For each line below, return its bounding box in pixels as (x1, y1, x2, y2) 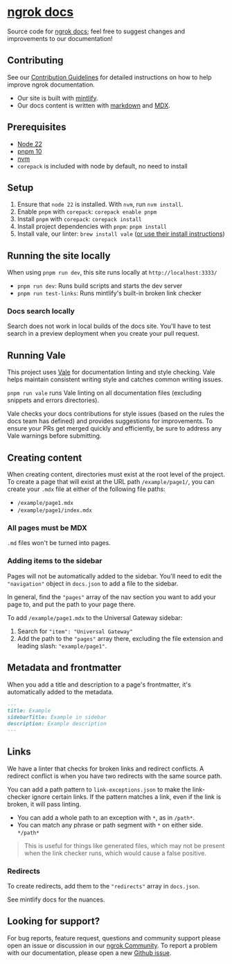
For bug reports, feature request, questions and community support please (7, 933, 221, 942)
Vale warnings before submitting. (7, 431, 102, 440)
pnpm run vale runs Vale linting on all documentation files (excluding (7, 389, 202, 397)
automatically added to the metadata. (7, 687, 114, 696)
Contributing (7, 55, 64, 67)
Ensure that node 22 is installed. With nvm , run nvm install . (17, 200, 184, 209)
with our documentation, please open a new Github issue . (7, 948, 172, 957)
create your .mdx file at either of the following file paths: (7, 485, 166, 493)
